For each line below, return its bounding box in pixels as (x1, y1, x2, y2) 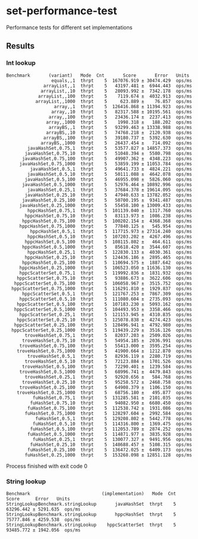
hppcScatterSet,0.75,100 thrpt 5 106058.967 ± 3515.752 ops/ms (14, 280, 193, 286)
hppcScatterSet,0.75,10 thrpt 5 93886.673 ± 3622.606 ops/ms (17, 275, 193, 281)
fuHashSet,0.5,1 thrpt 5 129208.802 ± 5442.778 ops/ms (35, 415, 193, 421)
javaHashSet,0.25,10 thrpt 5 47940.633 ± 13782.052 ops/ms (24, 192, 193, 198)
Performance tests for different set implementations (6, 24, 133, 31)
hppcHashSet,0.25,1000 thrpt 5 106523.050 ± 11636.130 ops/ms (19, 264, 193, 271)
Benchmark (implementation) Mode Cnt (6, 490, 177, 497)
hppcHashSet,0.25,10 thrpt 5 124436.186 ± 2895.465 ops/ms (24, 254, 193, 260)
